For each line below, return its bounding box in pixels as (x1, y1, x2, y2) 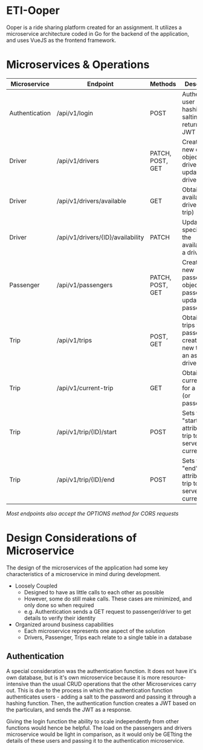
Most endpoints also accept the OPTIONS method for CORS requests (6, 509, 179, 517)
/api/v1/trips (56, 336, 92, 344)
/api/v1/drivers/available (56, 196, 127, 205)
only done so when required (24, 601, 94, 609)
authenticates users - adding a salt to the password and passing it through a (6, 693, 196, 700)
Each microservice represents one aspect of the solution (24, 627, 165, 634)
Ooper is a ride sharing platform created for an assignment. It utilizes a (6, 24, 182, 31)
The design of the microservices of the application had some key (6, 564, 168, 571)
